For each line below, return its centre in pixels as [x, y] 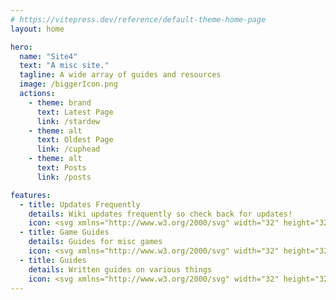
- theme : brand [60, 102]
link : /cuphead [68, 149]
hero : [21, 47]
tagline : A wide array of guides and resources [120, 75]
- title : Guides [53, 260]
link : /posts [64, 177]
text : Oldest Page [75, 140]
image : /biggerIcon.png [68, 84]
